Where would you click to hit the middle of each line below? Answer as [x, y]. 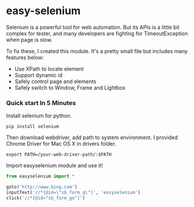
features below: [25, 57]
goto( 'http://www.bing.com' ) [42, 187]
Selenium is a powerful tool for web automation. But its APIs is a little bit [93, 27]
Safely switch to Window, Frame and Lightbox [70, 87]
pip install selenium [33, 127]
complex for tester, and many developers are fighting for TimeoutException [97, 33]
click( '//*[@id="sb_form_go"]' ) [46, 198]
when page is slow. [29, 40]
